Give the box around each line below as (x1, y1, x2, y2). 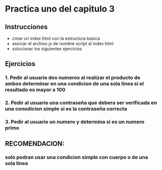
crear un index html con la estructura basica (12, 35, 100, 41)
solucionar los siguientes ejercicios (12, 46, 82, 51)
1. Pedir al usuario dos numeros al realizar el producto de (5, 74, 141, 81)
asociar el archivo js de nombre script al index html (12, 41, 114, 46)
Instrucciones (5, 23, 48, 31)
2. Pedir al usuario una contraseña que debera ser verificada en (5, 99, 157, 106)
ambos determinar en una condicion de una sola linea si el (5, 80, 144, 87)
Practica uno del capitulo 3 (5, 3, 115, 15)
